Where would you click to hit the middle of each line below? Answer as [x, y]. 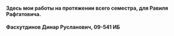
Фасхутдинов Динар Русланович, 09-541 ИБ [63, 27]
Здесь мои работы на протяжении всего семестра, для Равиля [87, 8]
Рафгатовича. [24, 14]
